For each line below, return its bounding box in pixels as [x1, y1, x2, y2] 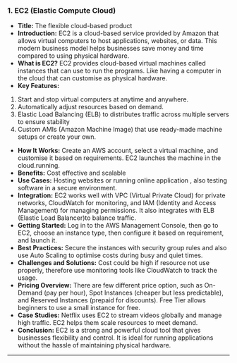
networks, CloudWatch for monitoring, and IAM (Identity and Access [17, 199, 217, 207]
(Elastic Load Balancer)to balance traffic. [17, 214, 136, 222]
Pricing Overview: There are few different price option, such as [17, 281, 203, 290]
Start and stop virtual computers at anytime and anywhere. [17, 95, 189, 104]
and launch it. [17, 236, 58, 245]
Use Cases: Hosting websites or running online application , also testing [17, 176, 228, 185]
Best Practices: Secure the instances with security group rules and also [17, 244, 227, 252]
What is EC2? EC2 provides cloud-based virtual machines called [17, 59, 206, 68]
